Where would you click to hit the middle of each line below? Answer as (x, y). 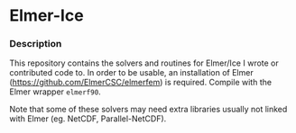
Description (36, 44)
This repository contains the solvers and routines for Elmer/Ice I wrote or (144, 63)
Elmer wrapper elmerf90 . (55, 92)
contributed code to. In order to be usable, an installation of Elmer (132, 73)
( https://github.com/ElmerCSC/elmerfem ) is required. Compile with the (141, 83)
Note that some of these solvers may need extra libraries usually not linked (148, 110)
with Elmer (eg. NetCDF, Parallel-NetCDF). (88, 119)
